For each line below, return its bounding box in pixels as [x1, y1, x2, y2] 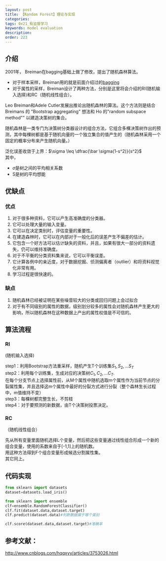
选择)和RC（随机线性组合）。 [16, 91, 75, 97]
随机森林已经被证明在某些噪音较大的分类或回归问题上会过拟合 [12, 297, 138, 303]
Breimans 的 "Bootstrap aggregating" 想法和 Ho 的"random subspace [5, 108, 147, 114]
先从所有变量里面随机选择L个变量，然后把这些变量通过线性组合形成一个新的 [5, 437, 159, 443]
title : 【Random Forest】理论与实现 [5, 12, 76, 17]
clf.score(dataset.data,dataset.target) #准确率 [5, 522, 103, 527]
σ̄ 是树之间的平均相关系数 [12, 165, 63, 171]
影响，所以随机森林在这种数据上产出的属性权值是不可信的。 [12, 309, 134, 315]
